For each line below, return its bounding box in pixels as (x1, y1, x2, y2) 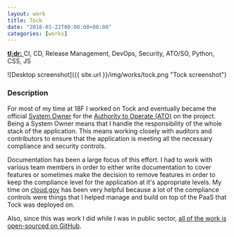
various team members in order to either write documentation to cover (7, 163, 211, 171)
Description (7, 88, 49, 98)
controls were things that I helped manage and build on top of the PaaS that (7, 193, 227, 201)
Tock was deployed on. (7, 200, 75, 209)
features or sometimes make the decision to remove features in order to (7, 170, 216, 178)
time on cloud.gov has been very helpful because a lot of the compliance (7, 185, 220, 194)
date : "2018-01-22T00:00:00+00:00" (7, 23, 112, 30)
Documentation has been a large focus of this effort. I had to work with (7, 155, 213, 164)
